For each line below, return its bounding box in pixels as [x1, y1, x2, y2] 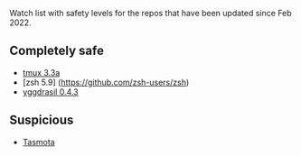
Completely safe [9, 43, 104, 59]
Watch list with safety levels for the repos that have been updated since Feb [9, 8, 292, 18]
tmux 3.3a [22, 67, 61, 78]
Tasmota [22, 136, 56, 147]
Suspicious [9, 113, 74, 128]
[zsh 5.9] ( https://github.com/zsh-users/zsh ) [22, 77, 190, 87]
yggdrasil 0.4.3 [22, 86, 79, 97]
